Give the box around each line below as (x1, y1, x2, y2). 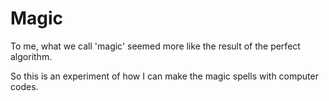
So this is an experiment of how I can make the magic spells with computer (10, 70, 319, 82)
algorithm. (10, 50, 53, 62)
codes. (10, 80, 39, 92)
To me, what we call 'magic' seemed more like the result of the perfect (10, 40, 301, 52)
